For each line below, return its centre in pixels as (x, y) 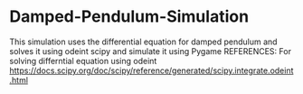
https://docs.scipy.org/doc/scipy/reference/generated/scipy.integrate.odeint (151, 70)
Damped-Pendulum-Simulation (129, 17)
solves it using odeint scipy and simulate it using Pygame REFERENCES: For (151, 51)
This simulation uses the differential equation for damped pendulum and (143, 42)
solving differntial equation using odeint (83, 61)
